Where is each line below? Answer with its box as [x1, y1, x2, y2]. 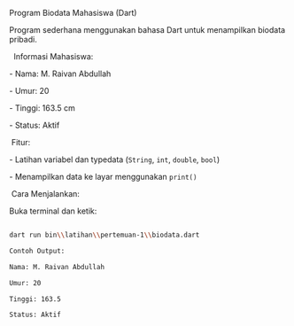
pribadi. [9, 35, 37, 44]
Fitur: [11, 137, 31, 147]
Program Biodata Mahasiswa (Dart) [9, 8, 137, 18]
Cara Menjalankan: [11, 189, 80, 198]
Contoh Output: [9, 246, 66, 255]
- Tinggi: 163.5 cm [9, 103, 75, 113]
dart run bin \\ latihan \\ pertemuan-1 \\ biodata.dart [9, 230, 200, 239]
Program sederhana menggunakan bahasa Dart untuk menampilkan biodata [9, 25, 286, 35]
